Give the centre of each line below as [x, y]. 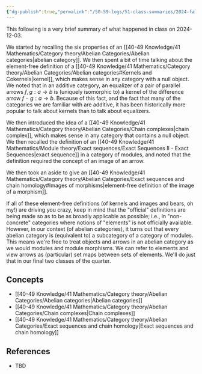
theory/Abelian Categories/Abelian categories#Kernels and [79, 72]
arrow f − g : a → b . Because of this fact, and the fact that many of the [93, 98]
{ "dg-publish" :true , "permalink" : [48, 12]
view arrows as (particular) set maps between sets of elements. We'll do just [101, 254]
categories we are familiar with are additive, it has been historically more [96, 104]
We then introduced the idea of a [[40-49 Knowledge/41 [76, 122]
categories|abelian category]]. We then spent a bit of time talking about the [99, 60]
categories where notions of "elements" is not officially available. [113, 222]
